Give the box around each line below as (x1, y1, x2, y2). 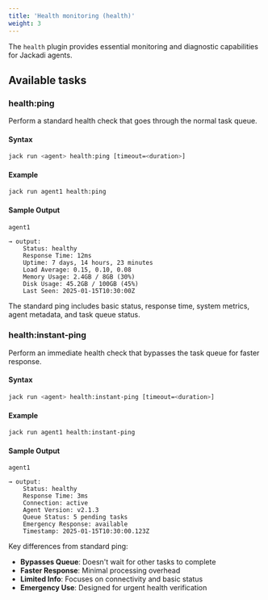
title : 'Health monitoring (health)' (8, 11, 136, 20)
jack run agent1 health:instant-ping (8, 429, 136, 437)
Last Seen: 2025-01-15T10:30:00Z (23, 287, 136, 295)
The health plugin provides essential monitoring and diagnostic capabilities (8, 41, 258, 51)
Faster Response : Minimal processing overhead (19, 566, 181, 576)
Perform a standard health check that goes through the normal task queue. (8, 116, 258, 126)
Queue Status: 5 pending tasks (23, 514, 128, 522)
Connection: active (23, 499, 89, 507)
